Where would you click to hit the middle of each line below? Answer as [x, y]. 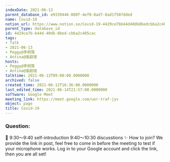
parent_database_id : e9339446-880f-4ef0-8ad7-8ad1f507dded [69, 15]
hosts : [12, 62]
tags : [11, 38]
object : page [19, 104]
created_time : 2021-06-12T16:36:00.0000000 [52, 85]
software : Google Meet [29, 94]
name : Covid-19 [21, 19]
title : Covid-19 [22, 109]
